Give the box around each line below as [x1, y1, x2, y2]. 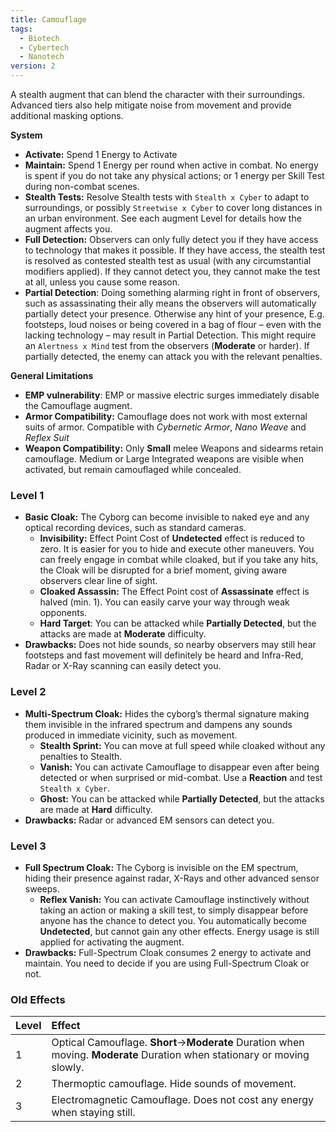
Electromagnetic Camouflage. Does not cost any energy [51, 1093, 315, 1107]
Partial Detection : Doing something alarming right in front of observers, [24, 287, 321, 298]
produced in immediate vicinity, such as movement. [24, 729, 238, 741]
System [10, 129, 43, 141]
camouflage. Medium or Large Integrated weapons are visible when [24, 453, 304, 465]
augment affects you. [24, 223, 113, 235]
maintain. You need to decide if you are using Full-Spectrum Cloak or [24, 957, 310, 969]
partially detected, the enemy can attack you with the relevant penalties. [24, 351, 323, 362]
